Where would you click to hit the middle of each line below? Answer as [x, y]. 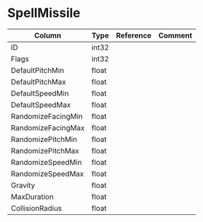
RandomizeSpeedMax [47, 173]
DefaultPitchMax [39, 81]
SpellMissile [44, 13]
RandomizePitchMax [45, 151]
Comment [175, 35]
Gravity [23, 185]
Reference [134, 35]
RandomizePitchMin [44, 139]
